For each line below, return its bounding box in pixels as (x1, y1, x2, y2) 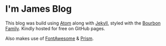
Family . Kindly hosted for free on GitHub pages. (5, 25, 106, 31)
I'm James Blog (5, 3, 72, 15)
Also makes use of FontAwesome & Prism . (5, 35, 94, 41)
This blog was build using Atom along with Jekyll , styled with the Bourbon (5, 20, 161, 26)
